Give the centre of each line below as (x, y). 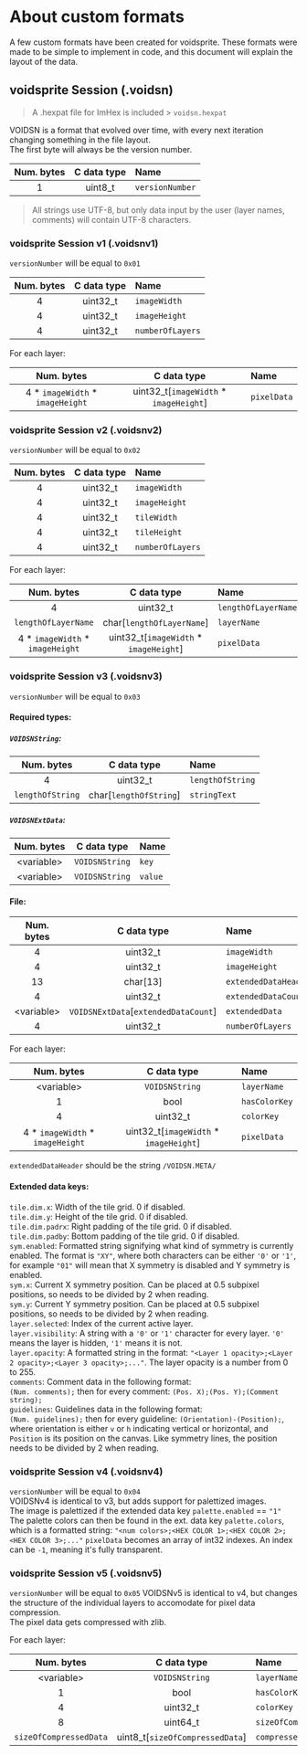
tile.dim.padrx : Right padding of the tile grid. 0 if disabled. (121, 1226)
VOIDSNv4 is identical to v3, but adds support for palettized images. (138, 1501)
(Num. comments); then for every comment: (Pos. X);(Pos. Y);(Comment (144, 1391)
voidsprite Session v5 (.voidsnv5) (86, 1573)
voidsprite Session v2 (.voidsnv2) (86, 429)
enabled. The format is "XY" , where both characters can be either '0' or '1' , (153, 1255)
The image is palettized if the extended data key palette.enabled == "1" (145, 1510)
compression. (35, 1612)
